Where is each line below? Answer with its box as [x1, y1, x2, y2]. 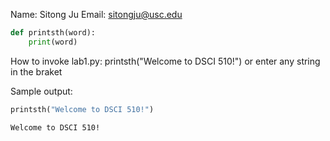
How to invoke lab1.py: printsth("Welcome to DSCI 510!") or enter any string [10, 55, 321, 67]
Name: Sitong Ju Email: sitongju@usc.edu [10, 9, 183, 20]
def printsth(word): [10, 28, 97, 38]
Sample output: [10, 85, 73, 97]
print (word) [28, 37, 78, 47]
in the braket [10, 65, 63, 78]
